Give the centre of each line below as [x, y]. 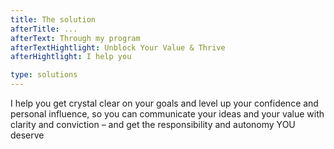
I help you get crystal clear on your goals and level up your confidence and [164, 103]
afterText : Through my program [75, 38]
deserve [27, 135]
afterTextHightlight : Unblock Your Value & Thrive [118, 47]
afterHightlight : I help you [71, 57]
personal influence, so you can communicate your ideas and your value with [167, 114]
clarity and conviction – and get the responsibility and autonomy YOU [153, 124]
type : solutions [44, 75]
